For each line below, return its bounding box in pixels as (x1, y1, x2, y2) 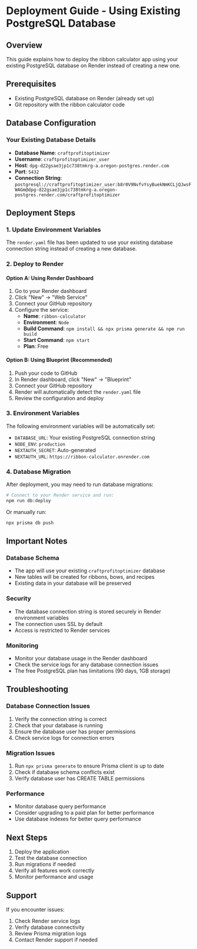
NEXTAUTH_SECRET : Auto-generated (14, 446, 96, 453)
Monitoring (6, 641, 39, 650)
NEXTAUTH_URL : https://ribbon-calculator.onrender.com (14, 453, 150, 460)
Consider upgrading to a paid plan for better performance (14, 809, 155, 816)
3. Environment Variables (6, 409, 80, 417)
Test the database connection (14, 855, 87, 862)
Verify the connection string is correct (14, 715, 107, 723)
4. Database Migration (6, 467, 71, 476)
